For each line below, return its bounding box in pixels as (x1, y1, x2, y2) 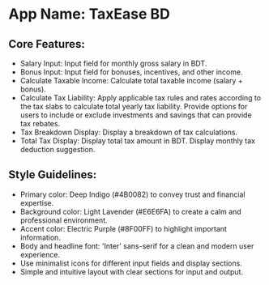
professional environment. (19, 215, 108, 225)
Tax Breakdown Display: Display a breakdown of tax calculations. (19, 127, 237, 137)
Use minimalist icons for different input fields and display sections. (19, 258, 243, 268)
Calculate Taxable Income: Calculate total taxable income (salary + (19, 76, 243, 85)
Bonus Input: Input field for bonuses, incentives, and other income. (19, 67, 243, 77)
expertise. (19, 198, 54, 207)
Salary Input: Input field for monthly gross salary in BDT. (19, 58, 207, 68)
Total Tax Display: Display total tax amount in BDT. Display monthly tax (19, 136, 255, 146)
